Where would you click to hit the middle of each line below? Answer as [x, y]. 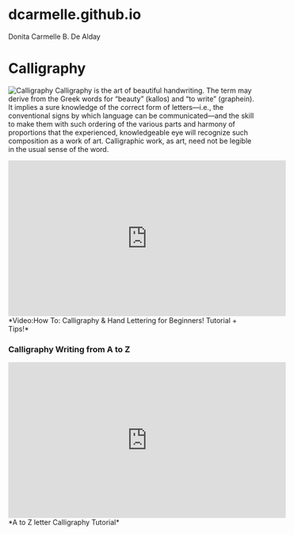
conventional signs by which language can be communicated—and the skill [131, 116]
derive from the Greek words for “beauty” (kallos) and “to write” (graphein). [132, 99]
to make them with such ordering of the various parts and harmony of [122, 123]
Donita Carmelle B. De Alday [54, 36]
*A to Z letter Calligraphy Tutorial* [64, 522]
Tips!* [19, 328]
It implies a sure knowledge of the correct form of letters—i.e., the [116, 107]
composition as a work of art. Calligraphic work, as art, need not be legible [130, 141]
